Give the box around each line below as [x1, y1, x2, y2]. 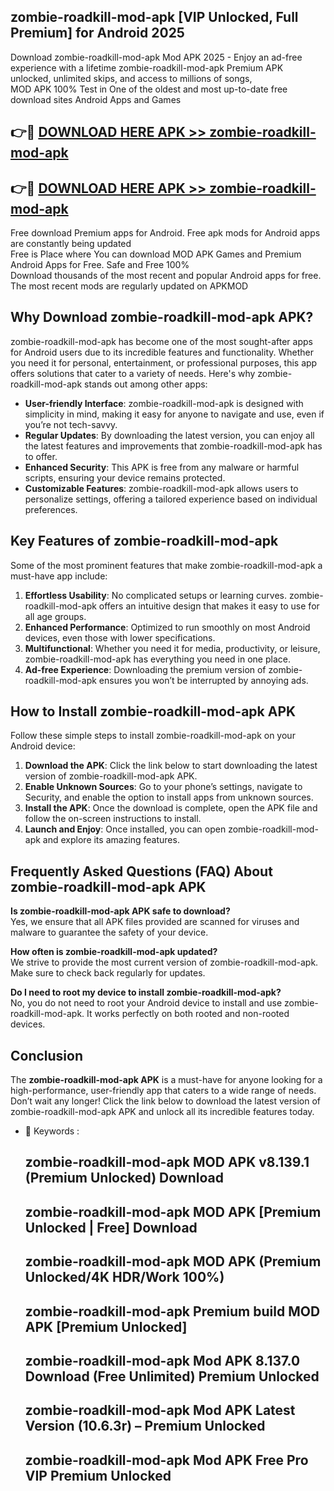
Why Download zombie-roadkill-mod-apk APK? [10, 309, 314, 326]
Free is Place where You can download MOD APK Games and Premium [10, 248, 302, 260]
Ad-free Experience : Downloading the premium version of [24, 663, 267, 675]
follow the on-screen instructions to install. [24, 813, 202, 825]
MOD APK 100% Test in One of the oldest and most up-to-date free [10, 83, 288, 95]
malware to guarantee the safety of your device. [10, 926, 209, 939]
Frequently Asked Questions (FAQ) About [10, 863, 273, 880]
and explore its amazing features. [42, 834, 180, 846]
